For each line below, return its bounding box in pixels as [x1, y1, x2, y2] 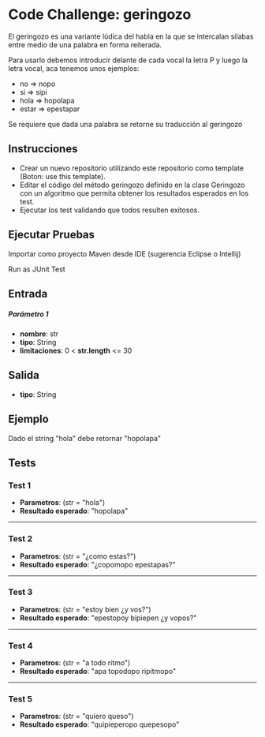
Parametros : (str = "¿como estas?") [19, 551, 136, 561]
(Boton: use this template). [19, 171, 106, 181]
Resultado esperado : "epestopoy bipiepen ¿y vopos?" [19, 613, 197, 623]
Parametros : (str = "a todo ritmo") [19, 658, 131, 668]
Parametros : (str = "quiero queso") [19, 712, 134, 721]
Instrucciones [8, 142, 78, 155]
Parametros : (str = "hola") [19, 498, 106, 507]
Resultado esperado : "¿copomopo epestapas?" [19, 559, 176, 569]
